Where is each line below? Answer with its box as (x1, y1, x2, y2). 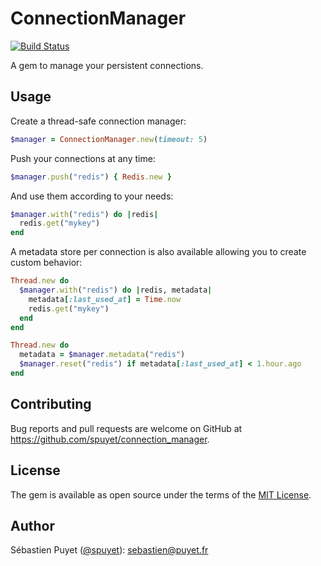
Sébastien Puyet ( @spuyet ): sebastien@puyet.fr (10, 544, 209, 556)
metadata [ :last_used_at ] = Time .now (28, 294, 182, 304)
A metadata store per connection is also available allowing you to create (10, 246, 307, 258)
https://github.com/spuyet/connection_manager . (10, 433, 210, 445)
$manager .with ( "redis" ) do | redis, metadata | (19, 285, 213, 295)
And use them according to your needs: (10, 190, 174, 202)
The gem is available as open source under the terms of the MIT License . (10, 488, 312, 501)
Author (10, 517, 55, 534)
